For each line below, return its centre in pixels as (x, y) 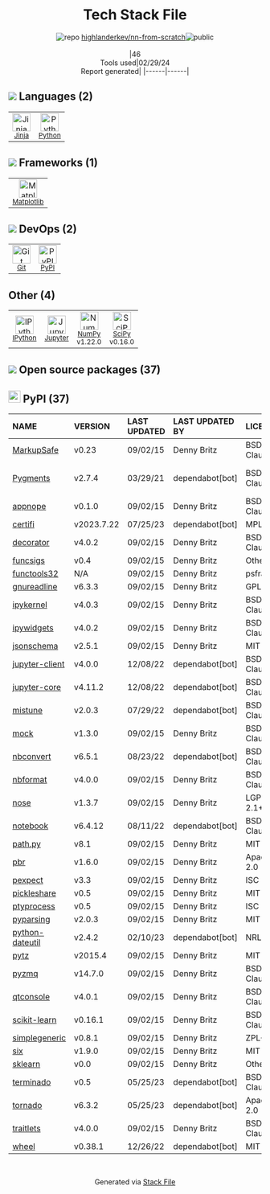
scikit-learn (35, 1020)
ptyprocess (34, 906)
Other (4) (32, 295)
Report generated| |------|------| (135, 71)
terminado (32, 1082)
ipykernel (30, 605)
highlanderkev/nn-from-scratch (134, 37)
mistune (27, 711)
